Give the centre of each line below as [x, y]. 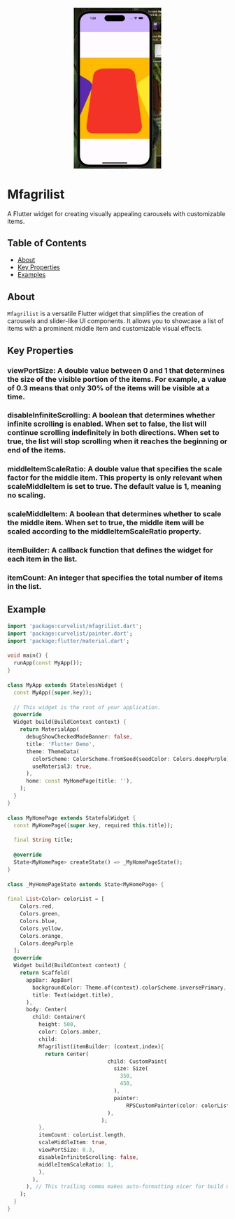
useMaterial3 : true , [62, 767]
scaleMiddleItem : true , [73, 1143]
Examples [31, 275]
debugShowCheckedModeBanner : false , [79, 737]
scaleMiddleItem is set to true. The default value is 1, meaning [114, 487]
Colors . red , [37, 906]
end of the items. [37, 450]
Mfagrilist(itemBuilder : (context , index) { [101, 1046]
